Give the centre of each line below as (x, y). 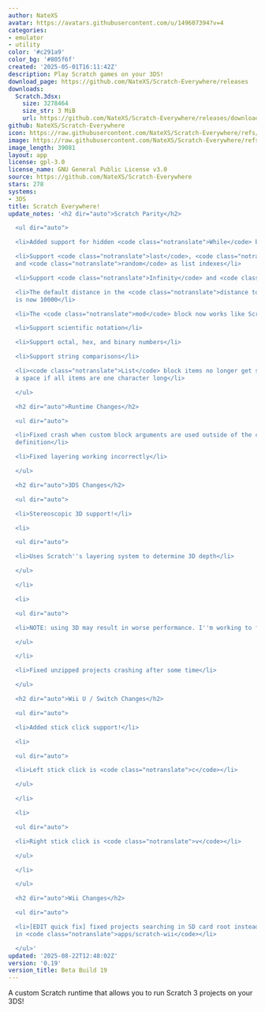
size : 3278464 (45, 103)
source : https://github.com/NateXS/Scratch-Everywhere (100, 177)
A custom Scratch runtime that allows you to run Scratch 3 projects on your (131, 993)
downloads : (26, 89)
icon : (17, 133)
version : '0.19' (35, 963)
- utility (24, 45)
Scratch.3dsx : (38, 96)
